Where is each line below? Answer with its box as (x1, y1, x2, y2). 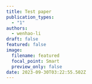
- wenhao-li (11, 31, 42, 37)
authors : (6, 25, 28, 31)
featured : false (6, 42, 46, 48)
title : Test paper (6, 8, 52, 15)
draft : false (6, 36, 39, 42)
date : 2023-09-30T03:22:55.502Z (6, 69, 86, 75)
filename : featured (11, 53, 60, 59)
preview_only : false (11, 63, 62, 70)
